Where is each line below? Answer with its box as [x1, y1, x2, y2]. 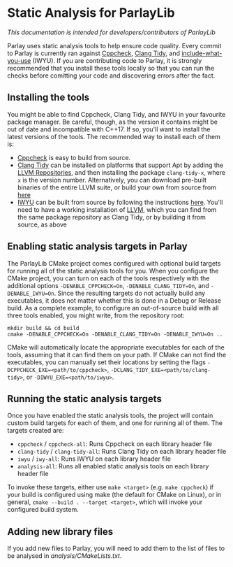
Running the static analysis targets [7, 393, 163, 405]
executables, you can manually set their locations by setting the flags [7, 358, 206, 366]
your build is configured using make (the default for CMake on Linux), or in [7, 491, 222, 499]
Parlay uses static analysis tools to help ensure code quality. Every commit [7, 41, 222, 50]
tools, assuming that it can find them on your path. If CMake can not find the [7, 350, 227, 359]
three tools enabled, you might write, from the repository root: [7, 311, 185, 320]
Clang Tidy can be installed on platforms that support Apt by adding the [17, 161, 224, 169]
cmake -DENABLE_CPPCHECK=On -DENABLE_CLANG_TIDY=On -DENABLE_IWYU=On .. [7, 331, 223, 338]
